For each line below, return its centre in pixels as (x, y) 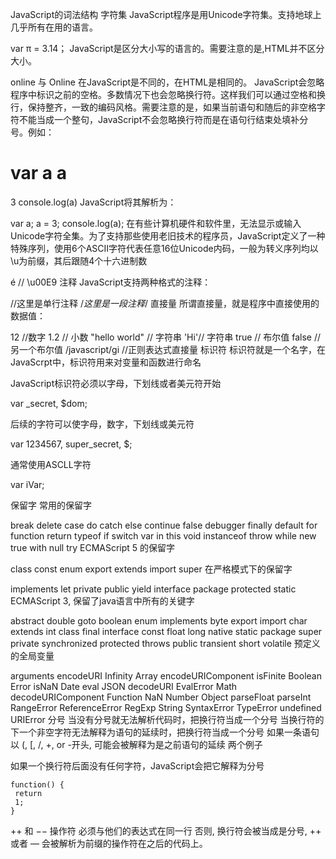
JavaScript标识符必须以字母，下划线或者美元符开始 (116, 383)
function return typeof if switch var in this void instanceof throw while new (163, 535)
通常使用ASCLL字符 (51, 464)
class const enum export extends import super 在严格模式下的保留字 (151, 569)
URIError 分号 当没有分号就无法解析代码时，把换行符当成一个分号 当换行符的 (167, 719)
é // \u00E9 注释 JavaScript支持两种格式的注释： (111, 282)
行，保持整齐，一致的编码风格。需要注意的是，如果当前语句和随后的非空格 (163, 107)
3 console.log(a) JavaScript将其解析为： (93, 202)
